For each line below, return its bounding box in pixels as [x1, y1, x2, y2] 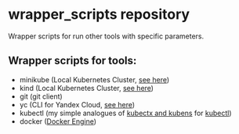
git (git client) [19, 92, 63, 101]
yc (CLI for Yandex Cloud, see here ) [19, 100, 136, 109]
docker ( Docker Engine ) [19, 116, 96, 126]
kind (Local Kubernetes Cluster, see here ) [19, 83, 154, 92]
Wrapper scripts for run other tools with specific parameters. [8, 31, 205, 41]
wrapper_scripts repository [8, 5, 190, 24]
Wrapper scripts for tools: [8, 54, 137, 67]
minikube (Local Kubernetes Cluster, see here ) [19, 74, 170, 84]
